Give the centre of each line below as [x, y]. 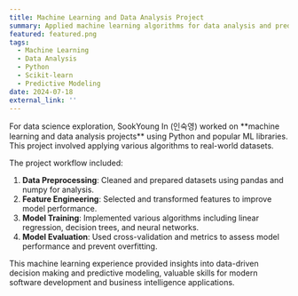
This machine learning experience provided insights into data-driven [134, 264]
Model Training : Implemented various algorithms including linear [141, 218]
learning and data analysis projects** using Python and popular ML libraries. [149, 136]
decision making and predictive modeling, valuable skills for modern [133, 273]
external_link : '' [43, 100]
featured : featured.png [53, 34]
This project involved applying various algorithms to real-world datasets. [141, 146]
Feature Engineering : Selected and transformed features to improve [147, 199]
